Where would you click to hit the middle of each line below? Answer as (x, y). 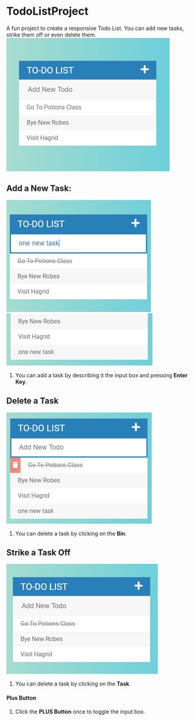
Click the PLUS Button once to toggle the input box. (80, 711)
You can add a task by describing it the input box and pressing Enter (101, 375)
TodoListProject (47, 11)
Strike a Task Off (38, 553)
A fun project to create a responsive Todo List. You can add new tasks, (95, 28)
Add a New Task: (39, 189)
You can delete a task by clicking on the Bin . (71, 533)
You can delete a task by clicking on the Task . (73, 684)
